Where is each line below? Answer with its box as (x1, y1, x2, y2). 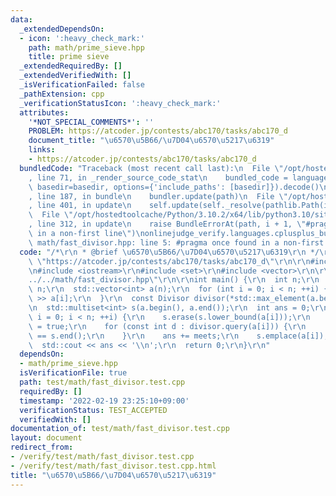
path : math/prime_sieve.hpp (28, 42, 145, 53)
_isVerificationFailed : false (19, 80, 145, 90)
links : (28, 145, 56, 155)
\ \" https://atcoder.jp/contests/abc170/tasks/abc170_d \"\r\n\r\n (28, 256, 311, 266)
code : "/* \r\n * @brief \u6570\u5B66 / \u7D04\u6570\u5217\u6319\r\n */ (19, 247, 320, 257)
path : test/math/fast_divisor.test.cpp (19, 377, 186, 387)
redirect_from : (10, 442, 74, 453)
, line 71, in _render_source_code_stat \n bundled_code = (28, 172, 288, 183)
